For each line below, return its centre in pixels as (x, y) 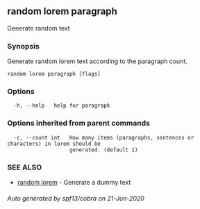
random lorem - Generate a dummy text (74, 182)
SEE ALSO (25, 167)
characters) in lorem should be (54, 144)
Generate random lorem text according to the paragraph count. (97, 61)
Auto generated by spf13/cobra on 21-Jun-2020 (76, 198)
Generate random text (39, 28)
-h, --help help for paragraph (62, 106)
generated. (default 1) (103, 150)
